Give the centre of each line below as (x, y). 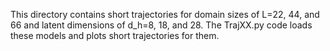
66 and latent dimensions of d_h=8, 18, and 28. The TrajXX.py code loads (161, 25)
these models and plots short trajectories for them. (115, 35)
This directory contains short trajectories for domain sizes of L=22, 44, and (165, 14)
